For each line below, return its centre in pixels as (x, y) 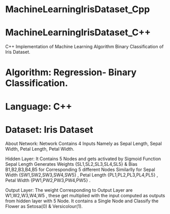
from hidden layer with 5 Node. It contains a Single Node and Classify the (82, 201)
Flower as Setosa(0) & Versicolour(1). (44, 206)
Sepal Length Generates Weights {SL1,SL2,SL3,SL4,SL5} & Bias (72, 164)
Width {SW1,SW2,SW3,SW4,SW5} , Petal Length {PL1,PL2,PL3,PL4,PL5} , (82, 175)
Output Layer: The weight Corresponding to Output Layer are (69, 190)
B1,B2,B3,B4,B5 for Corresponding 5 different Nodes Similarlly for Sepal (80, 170)
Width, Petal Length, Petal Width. (40, 149)
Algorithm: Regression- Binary (71, 73)
